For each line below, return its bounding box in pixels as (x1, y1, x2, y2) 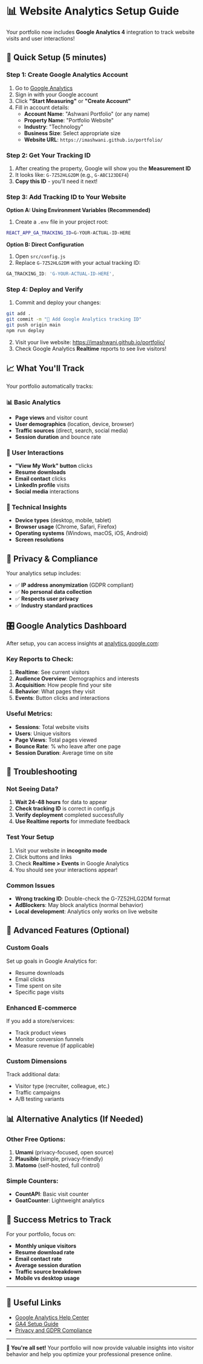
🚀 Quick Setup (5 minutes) (6, 52, 107, 63)
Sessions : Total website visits (14, 723, 89, 730)
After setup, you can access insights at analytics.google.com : (6, 640, 159, 647)
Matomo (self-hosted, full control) (14, 1161, 100, 1169)
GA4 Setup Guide (14, 1320, 59, 1327)
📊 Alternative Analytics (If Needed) (6, 1114, 144, 1124)
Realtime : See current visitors (14, 668, 89, 676)
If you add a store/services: (6, 1017, 75, 1024)
